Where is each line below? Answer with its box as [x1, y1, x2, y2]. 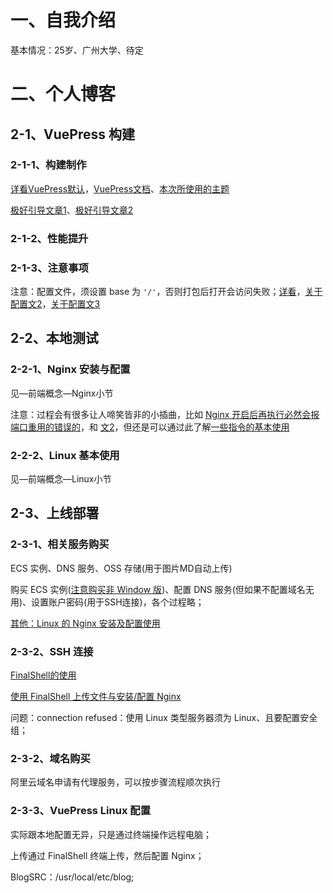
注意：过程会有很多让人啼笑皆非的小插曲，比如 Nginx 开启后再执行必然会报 [10, 408, 320, 420]
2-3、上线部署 [10, 505, 100, 522]
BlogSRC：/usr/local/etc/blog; [10, 871, 135, 883]
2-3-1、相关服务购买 [10, 537, 110, 551]
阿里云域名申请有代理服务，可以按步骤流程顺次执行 [10, 776, 221, 788]
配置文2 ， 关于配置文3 [10, 298, 101, 310]
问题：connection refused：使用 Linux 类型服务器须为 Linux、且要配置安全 [10, 712, 318, 723]
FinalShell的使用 [10, 669, 77, 681]
